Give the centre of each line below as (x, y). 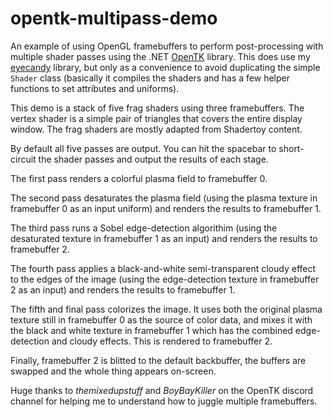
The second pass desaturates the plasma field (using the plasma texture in (164, 198)
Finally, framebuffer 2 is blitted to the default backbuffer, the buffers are (158, 360)
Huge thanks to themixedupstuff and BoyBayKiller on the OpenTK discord (162, 390)
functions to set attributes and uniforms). (95, 88)
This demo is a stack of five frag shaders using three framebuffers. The (157, 108)
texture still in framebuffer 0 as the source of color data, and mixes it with (161, 319)
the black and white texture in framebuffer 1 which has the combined (151, 330)
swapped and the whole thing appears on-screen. (113, 371)
